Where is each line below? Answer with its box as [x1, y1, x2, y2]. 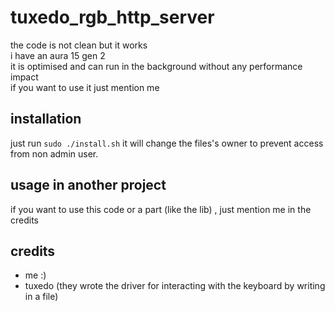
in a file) [24, 291, 59, 303]
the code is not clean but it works [10, 39, 148, 51]
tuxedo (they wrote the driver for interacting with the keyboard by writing [24, 280, 326, 292]
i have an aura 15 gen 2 [10, 49, 106, 61]
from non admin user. [10, 147, 99, 160]
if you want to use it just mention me [10, 81, 160, 93]
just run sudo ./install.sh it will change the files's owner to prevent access [10, 137, 324, 149]
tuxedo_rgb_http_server [10, 6, 215, 29]
